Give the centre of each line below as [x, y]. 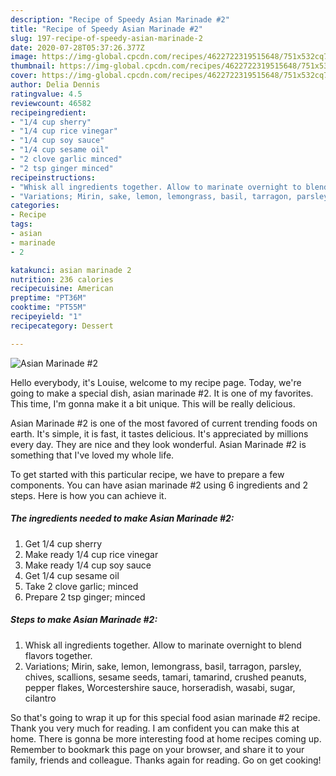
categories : [35, 206]
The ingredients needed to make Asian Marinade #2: [122, 518]
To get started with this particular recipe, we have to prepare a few [147, 474]
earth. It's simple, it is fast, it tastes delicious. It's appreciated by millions [159, 433]
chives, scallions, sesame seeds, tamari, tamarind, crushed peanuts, [165, 677]
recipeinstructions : [53, 177]
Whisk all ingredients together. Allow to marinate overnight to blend [163, 645]
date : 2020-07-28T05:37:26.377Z [77, 47]
